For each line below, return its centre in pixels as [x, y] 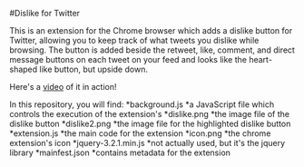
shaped [24, 69]
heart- [260, 59]
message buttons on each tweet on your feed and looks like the [128, 59]
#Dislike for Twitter [44, 13]
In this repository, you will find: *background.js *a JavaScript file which [142, 104]
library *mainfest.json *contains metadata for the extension [120, 152]
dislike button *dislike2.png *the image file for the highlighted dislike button [150, 123]
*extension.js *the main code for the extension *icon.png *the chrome [140, 133]
